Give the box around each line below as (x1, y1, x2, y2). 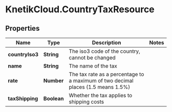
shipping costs (69, 98, 104, 105)
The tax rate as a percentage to (69, 71, 144, 78)
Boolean (43, 95, 64, 102)
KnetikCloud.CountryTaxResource (5, 4, 155, 15)
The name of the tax (69, 62, 118, 70)
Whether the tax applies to (69, 92, 133, 99)
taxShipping (8, 95, 38, 102)
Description (92, 39, 121, 46)
